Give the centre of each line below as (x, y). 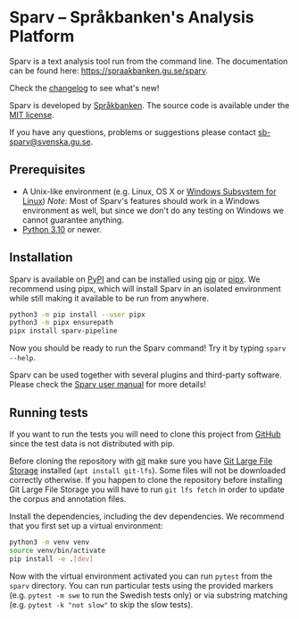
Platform (42, 36)
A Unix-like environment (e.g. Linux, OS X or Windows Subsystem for (149, 191)
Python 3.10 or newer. (62, 229)
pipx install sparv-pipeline (63, 331)
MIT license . (32, 114)
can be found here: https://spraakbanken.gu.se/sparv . (108, 71)
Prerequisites (47, 170)
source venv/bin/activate (57, 550)
